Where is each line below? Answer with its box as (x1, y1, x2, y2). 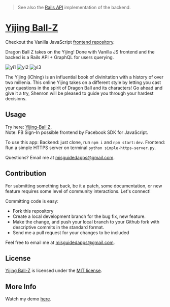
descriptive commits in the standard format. (12, 224, 105, 230)
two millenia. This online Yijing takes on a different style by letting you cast (5, 79, 161, 86)
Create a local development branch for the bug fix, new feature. (12, 213, 146, 219)
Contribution (5, 169, 47, 178)
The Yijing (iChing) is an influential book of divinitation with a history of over (5, 74, 164, 80)
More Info (5, 282, 37, 291)
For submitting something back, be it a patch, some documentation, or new (5, 183, 162, 189)
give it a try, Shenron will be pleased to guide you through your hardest (5, 90, 154, 96)
